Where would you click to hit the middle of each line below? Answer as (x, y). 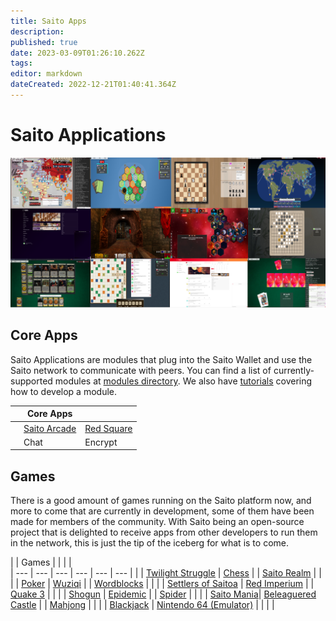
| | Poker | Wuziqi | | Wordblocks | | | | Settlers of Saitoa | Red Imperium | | (162, 584)
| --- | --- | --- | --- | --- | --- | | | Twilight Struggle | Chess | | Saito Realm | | (166, 573)
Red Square (108, 428)
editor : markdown (46, 74)
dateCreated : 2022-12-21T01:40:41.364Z (93, 85)
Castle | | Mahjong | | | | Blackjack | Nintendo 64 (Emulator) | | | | (142, 605)
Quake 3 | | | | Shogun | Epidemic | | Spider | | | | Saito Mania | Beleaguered (163, 594)
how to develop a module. (63, 391)
